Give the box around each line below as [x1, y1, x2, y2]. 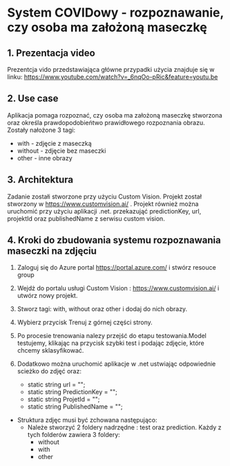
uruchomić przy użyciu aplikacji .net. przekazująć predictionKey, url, [7, 207, 202, 215]
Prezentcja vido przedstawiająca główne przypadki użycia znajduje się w [7, 66, 215, 73]
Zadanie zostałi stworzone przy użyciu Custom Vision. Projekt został [7, 192, 202, 201]
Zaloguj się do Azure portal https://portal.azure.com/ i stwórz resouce [17, 263, 216, 272]
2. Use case [7, 93, 59, 104]
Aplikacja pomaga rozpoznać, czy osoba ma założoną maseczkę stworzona [7, 111, 222, 119]
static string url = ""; [27, 380, 86, 389]
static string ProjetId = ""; [27, 395, 100, 404]
